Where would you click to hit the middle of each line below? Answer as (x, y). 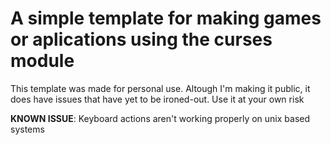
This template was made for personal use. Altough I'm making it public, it (160, 88)
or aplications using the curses (141, 39)
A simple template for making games (166, 18)
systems (27, 129)
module (42, 61)
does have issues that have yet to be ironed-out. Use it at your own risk (157, 99)
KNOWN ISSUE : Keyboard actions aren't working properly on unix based (160, 118)
